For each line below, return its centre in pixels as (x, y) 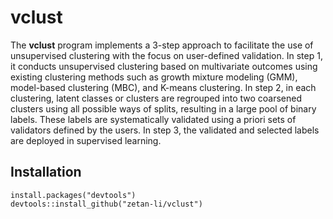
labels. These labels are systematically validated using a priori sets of (153, 119)
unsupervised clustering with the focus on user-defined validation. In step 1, (166, 55)
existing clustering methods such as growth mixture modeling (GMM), (154, 77)
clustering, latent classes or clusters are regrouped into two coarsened (156, 98)
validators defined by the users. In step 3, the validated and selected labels (165, 130)
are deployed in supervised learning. (86, 140)
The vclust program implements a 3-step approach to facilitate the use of (162, 45)
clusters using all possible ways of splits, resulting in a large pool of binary (163, 108)
